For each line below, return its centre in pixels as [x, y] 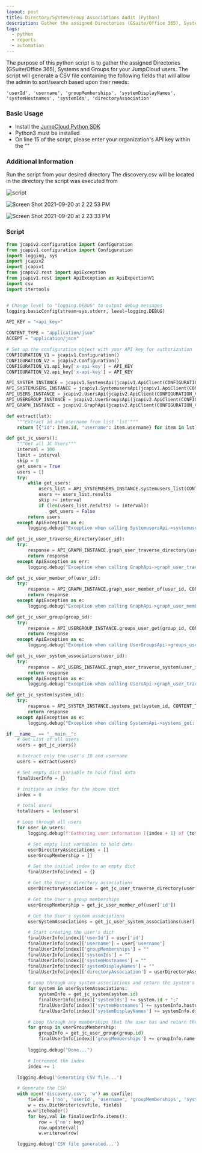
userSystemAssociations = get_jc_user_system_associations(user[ [112, 922]
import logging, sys [32, 255]
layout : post [23, 12]
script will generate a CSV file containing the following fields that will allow [98, 75]
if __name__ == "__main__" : [41, 734]
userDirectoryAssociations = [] [69, 850]
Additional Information [40, 162]
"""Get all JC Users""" [47, 444]
